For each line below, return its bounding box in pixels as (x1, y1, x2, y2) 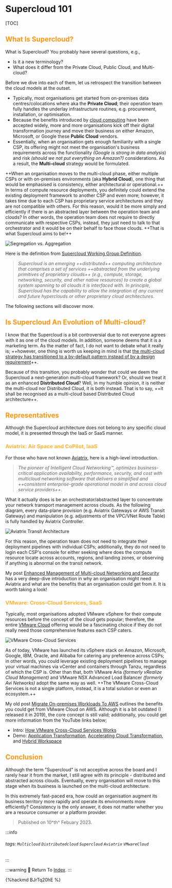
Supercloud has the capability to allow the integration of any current (17, 287, 163, 293)
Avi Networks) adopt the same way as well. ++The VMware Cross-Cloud (5, 679, 159, 686)
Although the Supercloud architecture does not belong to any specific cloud (5, 424, 166, 431)
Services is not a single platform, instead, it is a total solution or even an (5, 685, 158, 691)
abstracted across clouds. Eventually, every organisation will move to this (5, 777, 161, 784)
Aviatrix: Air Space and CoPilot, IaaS (5, 443, 98, 450)
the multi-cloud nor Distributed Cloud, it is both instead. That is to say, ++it (5, 385, 163, 391)
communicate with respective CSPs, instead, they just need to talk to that (5, 219, 160, 226)
